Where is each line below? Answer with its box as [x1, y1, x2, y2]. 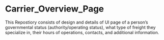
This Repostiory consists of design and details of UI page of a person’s [5, 19, 148, 25]
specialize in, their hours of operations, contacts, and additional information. [5, 29, 160, 35]
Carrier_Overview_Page [5, 3, 104, 14]
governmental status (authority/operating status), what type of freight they [5, 24, 156, 30]
